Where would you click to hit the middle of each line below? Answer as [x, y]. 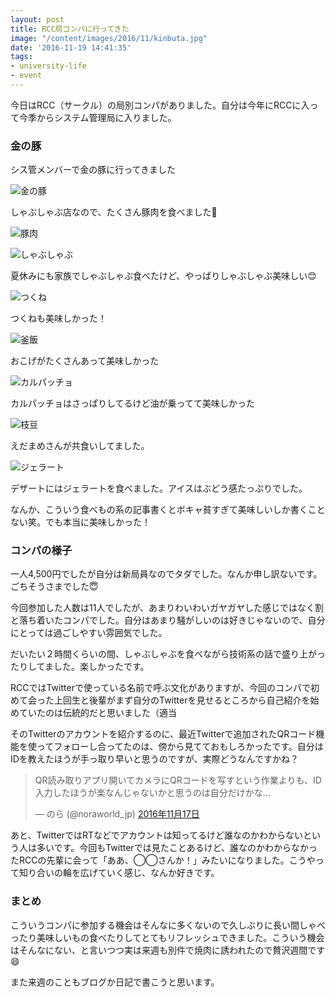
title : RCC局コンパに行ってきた [70, 29]
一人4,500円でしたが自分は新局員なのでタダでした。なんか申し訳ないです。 [166, 574]
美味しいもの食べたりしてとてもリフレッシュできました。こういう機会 [180, 937]
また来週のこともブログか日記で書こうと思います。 [115, 982]
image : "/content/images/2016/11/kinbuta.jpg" [109, 38]
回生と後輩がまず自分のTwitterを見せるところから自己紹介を [186, 700]
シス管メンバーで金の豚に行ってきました [93, 170]
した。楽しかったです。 [101, 667]
